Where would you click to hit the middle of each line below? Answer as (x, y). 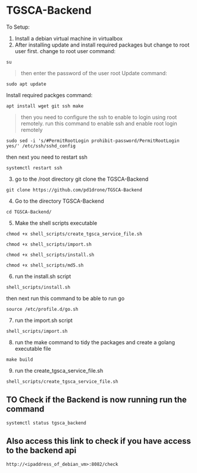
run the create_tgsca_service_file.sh (59, 370)
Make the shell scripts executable (56, 223)
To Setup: (18, 27)
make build (20, 359)
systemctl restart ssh (34, 168)
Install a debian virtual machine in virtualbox (69, 38)
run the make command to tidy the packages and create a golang (95, 342)
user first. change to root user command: (65, 51)
